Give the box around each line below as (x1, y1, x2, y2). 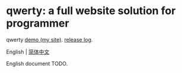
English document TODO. (6, 60, 68, 67)
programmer (6, 16, 69, 30)
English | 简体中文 (6, 48, 50, 55)
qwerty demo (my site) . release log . (6, 36, 93, 43)
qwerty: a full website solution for (6, 4, 176, 18)
